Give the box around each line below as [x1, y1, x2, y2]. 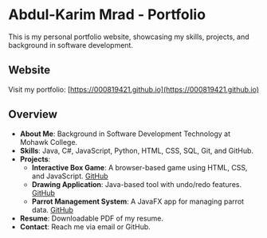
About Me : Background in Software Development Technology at [19, 129, 231, 139]
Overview [8, 107, 58, 121]
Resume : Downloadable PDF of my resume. [19, 213, 164, 223]
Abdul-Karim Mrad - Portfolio [8, 6, 206, 24]
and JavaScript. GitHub [31, 171, 109, 181]
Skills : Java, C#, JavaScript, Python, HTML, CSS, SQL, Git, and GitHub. [19, 146, 253, 155]
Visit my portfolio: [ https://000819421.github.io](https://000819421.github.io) [8, 84, 260, 94]
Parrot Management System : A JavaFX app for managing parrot [31, 197, 245, 206]
